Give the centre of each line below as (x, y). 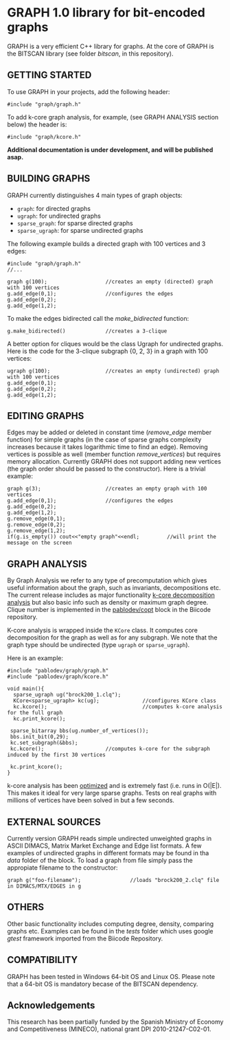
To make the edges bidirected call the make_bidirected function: (98, 318)
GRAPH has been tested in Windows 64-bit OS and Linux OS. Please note (111, 976)
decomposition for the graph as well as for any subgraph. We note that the (112, 637)
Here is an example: (35, 658)
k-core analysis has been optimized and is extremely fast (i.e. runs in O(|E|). (114, 786)
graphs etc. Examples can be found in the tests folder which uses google (110, 931)
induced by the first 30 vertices (57, 755)
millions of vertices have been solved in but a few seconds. (91, 800)
